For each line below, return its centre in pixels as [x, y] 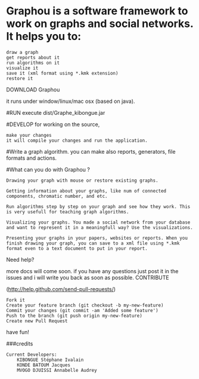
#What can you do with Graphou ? [48, 169]
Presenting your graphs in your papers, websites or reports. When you [97, 238]
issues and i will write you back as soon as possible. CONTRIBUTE [88, 277]
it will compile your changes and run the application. [77, 140]
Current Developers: [32, 354]
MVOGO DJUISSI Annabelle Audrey [57, 370]
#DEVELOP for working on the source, [53, 124]
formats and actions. [32, 158]
